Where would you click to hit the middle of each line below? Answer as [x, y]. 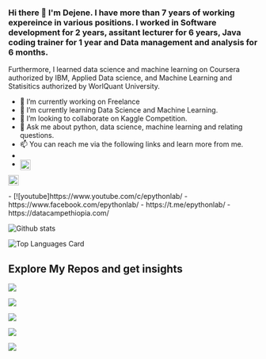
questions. [37, 136]
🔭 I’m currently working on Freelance [80, 101]
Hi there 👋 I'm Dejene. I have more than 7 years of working [122, 13]
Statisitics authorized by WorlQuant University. [84, 86]
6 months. [28, 52]
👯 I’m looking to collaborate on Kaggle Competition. [103, 119]
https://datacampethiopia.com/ [59, 213]
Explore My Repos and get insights [96, 269]
